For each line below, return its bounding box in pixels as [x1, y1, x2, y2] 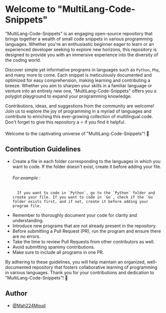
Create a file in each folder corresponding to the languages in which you [12, 158, 161, 164]
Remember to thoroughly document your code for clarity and [12, 212, 138, 218]
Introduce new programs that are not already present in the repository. [12, 223, 157, 229]
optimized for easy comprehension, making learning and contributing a [5, 77, 151, 83]
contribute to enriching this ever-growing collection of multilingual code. [5, 113, 153, 119]
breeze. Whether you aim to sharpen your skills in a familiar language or [5, 82, 153, 88]
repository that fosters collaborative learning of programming [32, 264, 158, 270]
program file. [12, 203, 42, 208]
